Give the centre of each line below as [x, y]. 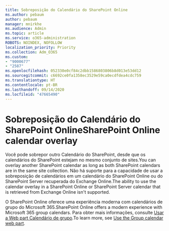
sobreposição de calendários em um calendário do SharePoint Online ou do [84, 176]
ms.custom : [17, 57]
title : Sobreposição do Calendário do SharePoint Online [67, 10]
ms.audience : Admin [26, 29]
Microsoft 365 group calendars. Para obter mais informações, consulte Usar [85, 213]
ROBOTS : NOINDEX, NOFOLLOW [34, 43]
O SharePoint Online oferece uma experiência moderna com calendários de [84, 202]
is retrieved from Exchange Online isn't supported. [58, 192]
